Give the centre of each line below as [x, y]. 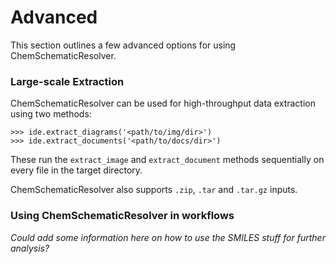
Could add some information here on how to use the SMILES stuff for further [168, 237]
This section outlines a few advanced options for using [123, 45]
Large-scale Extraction [67, 81]
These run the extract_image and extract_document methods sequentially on [167, 160]
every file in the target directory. [76, 170]
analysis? [30, 248]
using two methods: [51, 114]
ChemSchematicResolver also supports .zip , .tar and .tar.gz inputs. [154, 190]
